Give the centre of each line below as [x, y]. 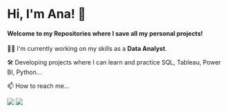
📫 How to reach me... [38, 86]
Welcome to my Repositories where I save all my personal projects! [105, 33]
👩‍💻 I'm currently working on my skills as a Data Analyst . [87, 49]
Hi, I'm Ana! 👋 [47, 14]
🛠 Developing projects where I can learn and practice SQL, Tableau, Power [114, 63]
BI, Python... [24, 72]
